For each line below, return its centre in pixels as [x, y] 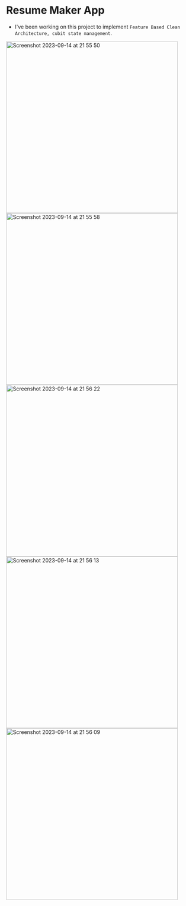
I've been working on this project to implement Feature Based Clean [97, 27]
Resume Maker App [55, 10]
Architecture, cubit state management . [63, 33]
